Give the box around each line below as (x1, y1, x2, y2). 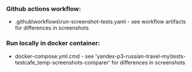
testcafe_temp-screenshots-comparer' (14, 58, 110, 66)
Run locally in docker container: (6, 39, 100, 47)
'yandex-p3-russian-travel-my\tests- (95, 53, 186, 60)
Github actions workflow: (6, 5, 82, 13)
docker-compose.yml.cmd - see (14, 53, 94, 60)
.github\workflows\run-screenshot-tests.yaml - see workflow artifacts (14, 18, 186, 25)
